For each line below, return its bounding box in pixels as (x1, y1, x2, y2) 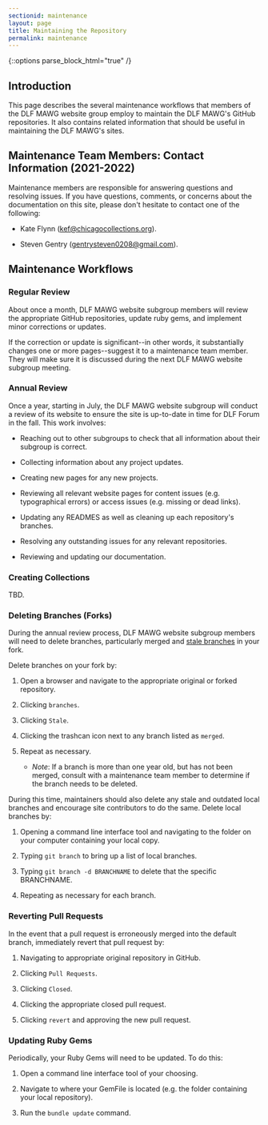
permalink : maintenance (8, 34, 88, 42)
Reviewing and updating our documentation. (19, 551, 166, 561)
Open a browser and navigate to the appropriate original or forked (19, 676, 238, 686)
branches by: (8, 811, 52, 821)
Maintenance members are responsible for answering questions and (8, 182, 234, 192)
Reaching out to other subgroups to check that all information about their (19, 433, 261, 442)
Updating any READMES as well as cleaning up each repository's (19, 512, 234, 522)
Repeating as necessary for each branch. (19, 891, 157, 900)
